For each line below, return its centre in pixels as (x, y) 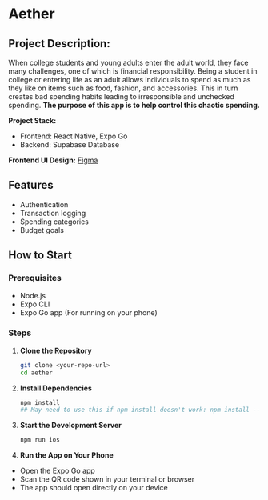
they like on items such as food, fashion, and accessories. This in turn (123, 88)
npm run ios (40, 440)
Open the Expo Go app (58, 471)
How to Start (40, 256)
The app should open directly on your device (94, 488)
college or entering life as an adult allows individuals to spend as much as (130, 80)
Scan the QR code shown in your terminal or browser (107, 479)
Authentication (44, 204)
